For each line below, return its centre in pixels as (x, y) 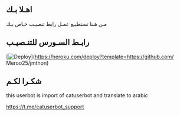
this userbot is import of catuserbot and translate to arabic (77, 95)
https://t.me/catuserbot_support (45, 107)
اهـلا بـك (19, 10)
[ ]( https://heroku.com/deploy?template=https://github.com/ (90, 57)
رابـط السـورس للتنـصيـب (48, 43)
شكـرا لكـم (24, 82)
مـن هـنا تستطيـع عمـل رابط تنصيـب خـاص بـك (57, 24)
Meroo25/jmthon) (27, 63)
